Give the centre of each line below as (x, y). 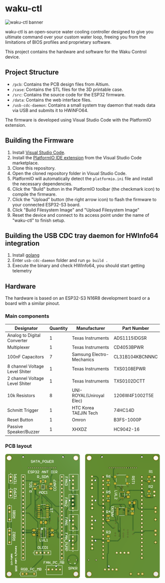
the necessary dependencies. (42, 184)
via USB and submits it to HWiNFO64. (50, 110)
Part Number (136, 328)
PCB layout (18, 446)
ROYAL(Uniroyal (88, 396)
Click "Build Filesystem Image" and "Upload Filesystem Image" (76, 210)
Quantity (58, 328)
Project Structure (32, 73)
